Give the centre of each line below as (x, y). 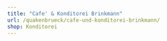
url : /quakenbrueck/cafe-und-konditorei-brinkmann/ (83, 20)
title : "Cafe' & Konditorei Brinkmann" (65, 14)
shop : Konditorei (32, 26)
